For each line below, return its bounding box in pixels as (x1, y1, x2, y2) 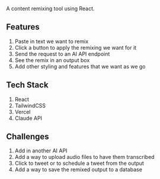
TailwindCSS (14, 102, 46, 109)
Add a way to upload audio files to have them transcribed (14, 154, 155, 161)
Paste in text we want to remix (14, 38, 89, 45)
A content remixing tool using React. (6, 5, 95, 12)
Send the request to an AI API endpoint (14, 50, 110, 57)
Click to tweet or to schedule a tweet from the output (14, 160, 144, 167)
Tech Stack (6, 80, 49, 90)
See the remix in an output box (14, 56, 90, 64)
